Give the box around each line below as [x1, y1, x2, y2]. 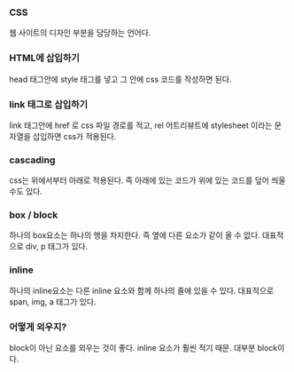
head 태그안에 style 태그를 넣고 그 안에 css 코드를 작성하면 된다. [9, 74, 232, 84]
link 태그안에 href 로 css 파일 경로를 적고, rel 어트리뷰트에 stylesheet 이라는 [9, 120, 273, 131]
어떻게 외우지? [9, 321, 67, 333]
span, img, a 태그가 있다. [9, 296, 97, 307]
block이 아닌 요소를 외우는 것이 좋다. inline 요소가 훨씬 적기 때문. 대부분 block [9, 343, 278, 353]
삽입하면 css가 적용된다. [32, 131, 117, 141]
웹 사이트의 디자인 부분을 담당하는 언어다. [9, 28, 151, 38]
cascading [9, 154, 56, 166]
